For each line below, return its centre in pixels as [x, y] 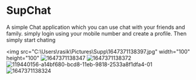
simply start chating [31, 40]
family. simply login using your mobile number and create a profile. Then [96, 33]
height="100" [23, 58]
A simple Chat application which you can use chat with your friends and [96, 27]
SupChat [29, 11]
